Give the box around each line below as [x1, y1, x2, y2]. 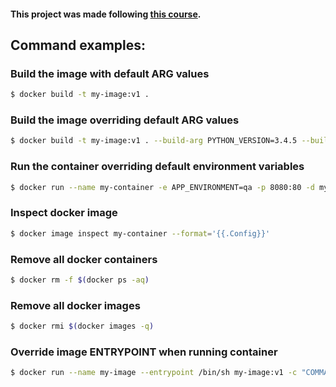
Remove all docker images [10, 298, 141, 312]
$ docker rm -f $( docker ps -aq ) [10, 275, 150, 285]
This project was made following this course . [10, 8, 202, 20]
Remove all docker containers [10, 252, 158, 266]
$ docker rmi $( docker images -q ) [10, 321, 155, 332]
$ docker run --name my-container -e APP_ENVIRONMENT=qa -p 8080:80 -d [10, 182, 315, 192]
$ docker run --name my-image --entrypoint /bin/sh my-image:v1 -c [10, 368, 298, 378]
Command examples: [10, 36, 147, 54]
